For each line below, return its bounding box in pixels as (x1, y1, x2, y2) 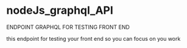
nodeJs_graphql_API (6, 4, 114, 17)
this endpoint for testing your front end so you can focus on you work (6, 35, 181, 42)
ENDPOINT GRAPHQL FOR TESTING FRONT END (6, 23, 130, 31)
